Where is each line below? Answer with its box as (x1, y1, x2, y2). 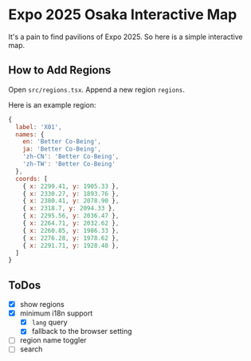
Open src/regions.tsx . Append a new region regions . (8, 84, 186, 94)
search (19, 344, 43, 354)
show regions (19, 300, 65, 309)
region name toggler (19, 335, 87, 345)
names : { (15, 130, 45, 139)
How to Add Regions (8, 64, 112, 77)
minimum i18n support (19, 308, 93, 318)
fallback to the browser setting (31, 327, 133, 336)
